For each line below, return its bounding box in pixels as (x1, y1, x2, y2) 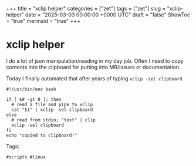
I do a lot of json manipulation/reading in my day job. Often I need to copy (6, 57, 184, 64)
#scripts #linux (6, 154, 46, 160)
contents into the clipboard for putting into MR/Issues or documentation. (6, 63, 181, 70)
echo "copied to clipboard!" (6, 132, 77, 138)
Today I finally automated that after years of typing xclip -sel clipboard (6, 74, 183, 82)
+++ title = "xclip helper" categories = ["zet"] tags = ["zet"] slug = (6, 5, 166, 12)
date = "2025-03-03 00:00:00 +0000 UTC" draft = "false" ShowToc (25, 11, 191, 18)
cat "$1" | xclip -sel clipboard (11, 107, 93, 113)
